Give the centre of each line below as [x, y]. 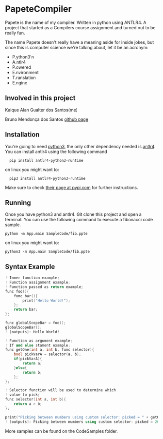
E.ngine [20, 83]
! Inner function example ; [32, 278]
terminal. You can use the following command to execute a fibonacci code [79, 220]
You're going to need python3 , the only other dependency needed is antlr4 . [81, 146]
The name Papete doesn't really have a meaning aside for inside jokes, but [80, 42]
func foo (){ [17, 291]
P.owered [22, 67]
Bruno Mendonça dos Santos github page [47, 119]
